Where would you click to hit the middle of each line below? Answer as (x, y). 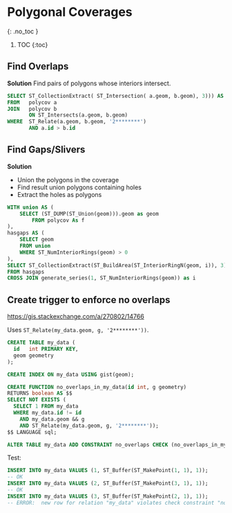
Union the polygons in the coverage (68, 180)
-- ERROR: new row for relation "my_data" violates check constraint (111, 503)
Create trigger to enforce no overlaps (89, 300)
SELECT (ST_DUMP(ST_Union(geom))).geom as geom (89, 214)
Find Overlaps (38, 67)
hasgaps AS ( (26, 233)
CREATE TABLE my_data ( (41, 343)
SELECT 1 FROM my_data (46, 406)
